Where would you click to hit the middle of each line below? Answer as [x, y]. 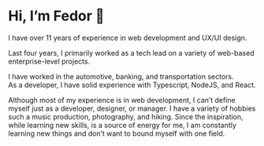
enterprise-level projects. [49, 61]
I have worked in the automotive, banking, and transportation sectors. [121, 76]
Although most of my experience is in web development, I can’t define [122, 100]
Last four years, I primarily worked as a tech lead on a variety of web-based [131, 53]
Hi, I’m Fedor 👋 [56, 16]
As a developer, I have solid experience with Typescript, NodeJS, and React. [132, 85]
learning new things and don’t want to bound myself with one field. [117, 133]
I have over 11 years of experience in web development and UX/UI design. [128, 38]
